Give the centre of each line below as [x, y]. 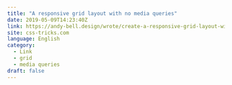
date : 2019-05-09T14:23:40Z [48, 20]
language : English [33, 39]
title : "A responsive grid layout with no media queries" [92, 13]
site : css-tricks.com [38, 33]
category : [21, 45]
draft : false [26, 71]
